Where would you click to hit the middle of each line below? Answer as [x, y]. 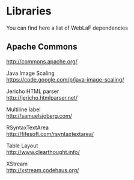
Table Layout [22, 146]
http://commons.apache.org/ [42, 61]
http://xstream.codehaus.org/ [43, 170]
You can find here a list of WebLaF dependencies [67, 28]
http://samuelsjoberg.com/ [39, 115]
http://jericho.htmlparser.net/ [42, 97]
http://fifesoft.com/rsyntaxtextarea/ [50, 133]
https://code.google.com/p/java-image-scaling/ [65, 79]
